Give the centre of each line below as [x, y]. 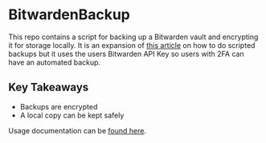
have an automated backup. [55, 62]
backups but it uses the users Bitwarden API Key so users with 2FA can [126, 54]
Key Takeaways [49, 87]
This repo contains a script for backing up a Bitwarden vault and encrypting [133, 37]
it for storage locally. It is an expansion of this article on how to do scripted [132, 45]
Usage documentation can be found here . [78, 130]
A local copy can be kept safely [72, 115]
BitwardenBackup [69, 15]
